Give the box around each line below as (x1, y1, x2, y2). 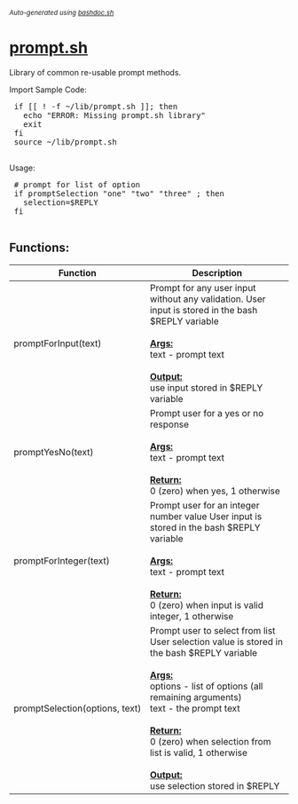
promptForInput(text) (13, 337, 102, 350)
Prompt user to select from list (149, 624, 276, 636)
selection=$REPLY (23, 197, 99, 208)
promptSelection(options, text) (13, 702, 142, 714)
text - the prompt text (149, 702, 241, 714)
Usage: (9, 162, 35, 173)
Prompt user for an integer (149, 499, 260, 511)
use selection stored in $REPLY (149, 779, 280, 792)
